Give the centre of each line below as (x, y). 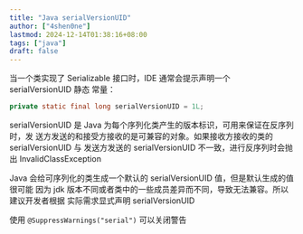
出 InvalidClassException (56, 159)
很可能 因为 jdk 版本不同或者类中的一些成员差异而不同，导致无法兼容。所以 (149, 189)
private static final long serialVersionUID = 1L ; (107, 107)
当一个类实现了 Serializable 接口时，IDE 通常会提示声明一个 (120, 79)
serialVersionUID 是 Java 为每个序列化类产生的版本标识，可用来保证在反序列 (151, 125)
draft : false (34, 51)
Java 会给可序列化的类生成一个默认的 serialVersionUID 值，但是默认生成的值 (151, 178)
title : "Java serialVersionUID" (70, 18)
